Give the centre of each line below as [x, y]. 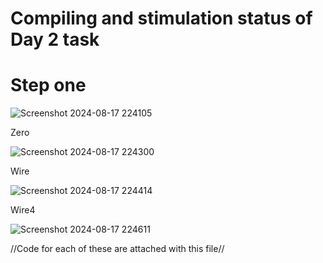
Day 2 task [55, 39]
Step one [48, 85]
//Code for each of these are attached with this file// [117, 249]
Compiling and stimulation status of [161, 18]
